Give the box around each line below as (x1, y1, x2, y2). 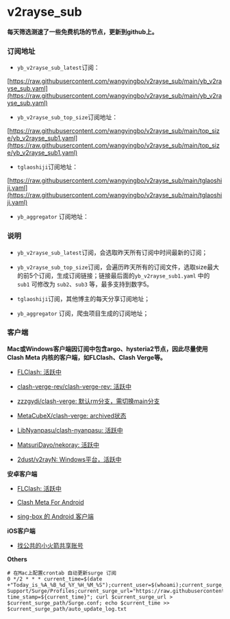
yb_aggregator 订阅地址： (16, 213, 89, 221)
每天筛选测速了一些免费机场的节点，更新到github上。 (7, 27, 159, 36)
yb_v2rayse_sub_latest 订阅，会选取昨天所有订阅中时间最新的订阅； (16, 248, 208, 256)
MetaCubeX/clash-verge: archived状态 (16, 411, 127, 420)
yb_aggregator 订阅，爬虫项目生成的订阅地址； (16, 309, 149, 317)
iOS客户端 (7, 526, 36, 535)
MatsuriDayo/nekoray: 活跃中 (16, 440, 99, 449)
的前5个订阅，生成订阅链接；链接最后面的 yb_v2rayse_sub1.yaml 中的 (16, 271, 210, 280)
